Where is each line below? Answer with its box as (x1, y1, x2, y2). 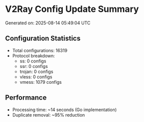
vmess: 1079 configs (19, 79, 62, 85)
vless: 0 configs (19, 73, 52, 80)
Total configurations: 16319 (12, 47, 68, 53)
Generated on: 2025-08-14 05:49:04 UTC (5, 20, 91, 26)
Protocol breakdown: (12, 53, 55, 59)
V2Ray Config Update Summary (5, 3, 139, 15)
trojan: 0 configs (19, 68, 53, 74)
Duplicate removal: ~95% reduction (12, 112, 85, 118)
